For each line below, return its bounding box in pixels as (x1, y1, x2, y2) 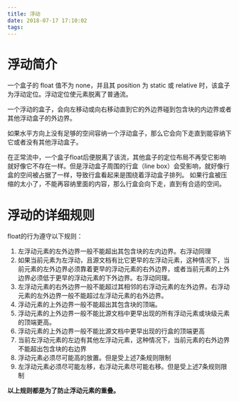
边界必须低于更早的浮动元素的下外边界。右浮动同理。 (17, 274, 174, 282)
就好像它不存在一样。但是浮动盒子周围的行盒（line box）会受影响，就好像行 (7, 162, 230, 170)
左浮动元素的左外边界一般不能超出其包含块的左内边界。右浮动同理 (17, 247, 211, 256)
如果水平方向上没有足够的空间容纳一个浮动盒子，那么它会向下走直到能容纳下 (7, 129, 232, 138)
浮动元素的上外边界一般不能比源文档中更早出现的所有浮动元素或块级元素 (17, 309, 230, 318)
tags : (7, 23, 23, 31)
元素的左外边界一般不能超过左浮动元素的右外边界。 (17, 292, 168, 300)
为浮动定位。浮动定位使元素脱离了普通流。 (7, 90, 132, 99)
